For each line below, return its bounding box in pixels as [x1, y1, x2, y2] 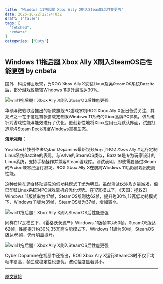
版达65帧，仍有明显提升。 [5, 232, 57, 238]
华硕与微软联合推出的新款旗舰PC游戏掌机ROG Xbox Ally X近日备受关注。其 [5, 107, 155, 113]
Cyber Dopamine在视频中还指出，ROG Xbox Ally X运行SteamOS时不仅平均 [5, 252, 155, 258]
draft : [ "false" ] [5, 16, 40, 21]
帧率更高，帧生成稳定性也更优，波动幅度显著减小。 [5, 258, 107, 265]
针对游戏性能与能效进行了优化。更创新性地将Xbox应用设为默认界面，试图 [5, 119, 151, 125]
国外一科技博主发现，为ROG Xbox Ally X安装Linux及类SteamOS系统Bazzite [5, 81, 155, 86]
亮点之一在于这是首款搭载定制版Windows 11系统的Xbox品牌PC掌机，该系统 [5, 114, 155, 119]
